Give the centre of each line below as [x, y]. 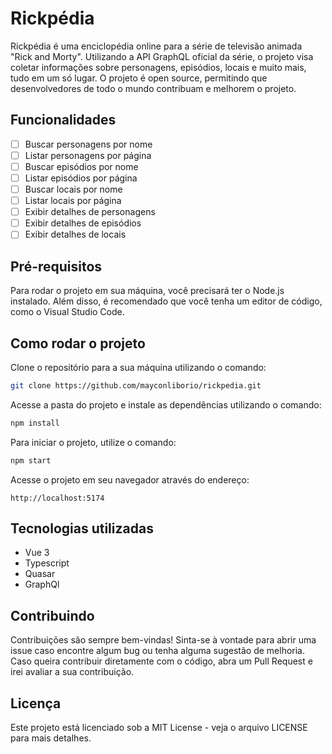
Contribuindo [52, 615]
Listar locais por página [73, 201]
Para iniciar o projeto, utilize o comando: [93, 442]
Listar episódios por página [81, 178]
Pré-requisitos [56, 266]
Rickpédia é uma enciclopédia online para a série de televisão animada [156, 46]
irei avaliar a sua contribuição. [72, 672]
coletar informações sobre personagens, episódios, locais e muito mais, [158, 67]
